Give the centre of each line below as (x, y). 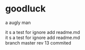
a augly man (18, 22)
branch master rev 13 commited (38, 42)
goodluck (26, 9)
